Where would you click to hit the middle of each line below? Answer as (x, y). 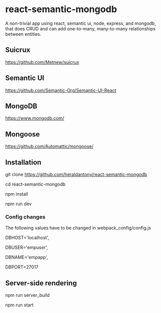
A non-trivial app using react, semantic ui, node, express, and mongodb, (80, 23)
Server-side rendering (41, 283)
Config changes (25, 217)
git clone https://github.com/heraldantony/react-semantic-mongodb (76, 174)
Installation (23, 162)
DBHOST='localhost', (27, 238)
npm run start (19, 305)
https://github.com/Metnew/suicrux (42, 62)
